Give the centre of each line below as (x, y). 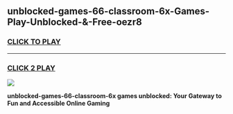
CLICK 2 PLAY (31, 68)
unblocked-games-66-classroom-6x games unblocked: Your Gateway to (114, 95)
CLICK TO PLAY (34, 42)
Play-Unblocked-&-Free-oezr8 (75, 22)
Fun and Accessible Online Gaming (59, 103)
